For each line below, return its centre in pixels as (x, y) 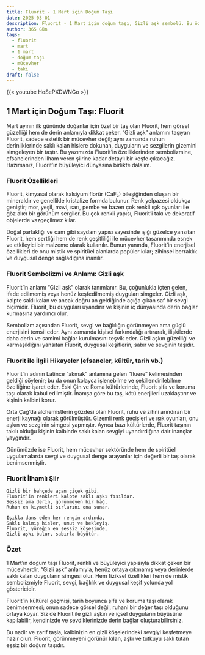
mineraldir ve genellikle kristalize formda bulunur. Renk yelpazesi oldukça (99, 201)
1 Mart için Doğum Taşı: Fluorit (65, 111)
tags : (13, 35)
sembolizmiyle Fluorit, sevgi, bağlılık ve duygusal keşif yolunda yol (89, 582)
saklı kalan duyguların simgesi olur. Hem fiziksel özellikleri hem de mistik (97, 575)
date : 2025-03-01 (28, 18)
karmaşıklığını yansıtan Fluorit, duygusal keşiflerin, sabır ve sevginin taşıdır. (101, 345)
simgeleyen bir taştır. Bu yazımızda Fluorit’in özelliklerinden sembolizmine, (99, 152)
